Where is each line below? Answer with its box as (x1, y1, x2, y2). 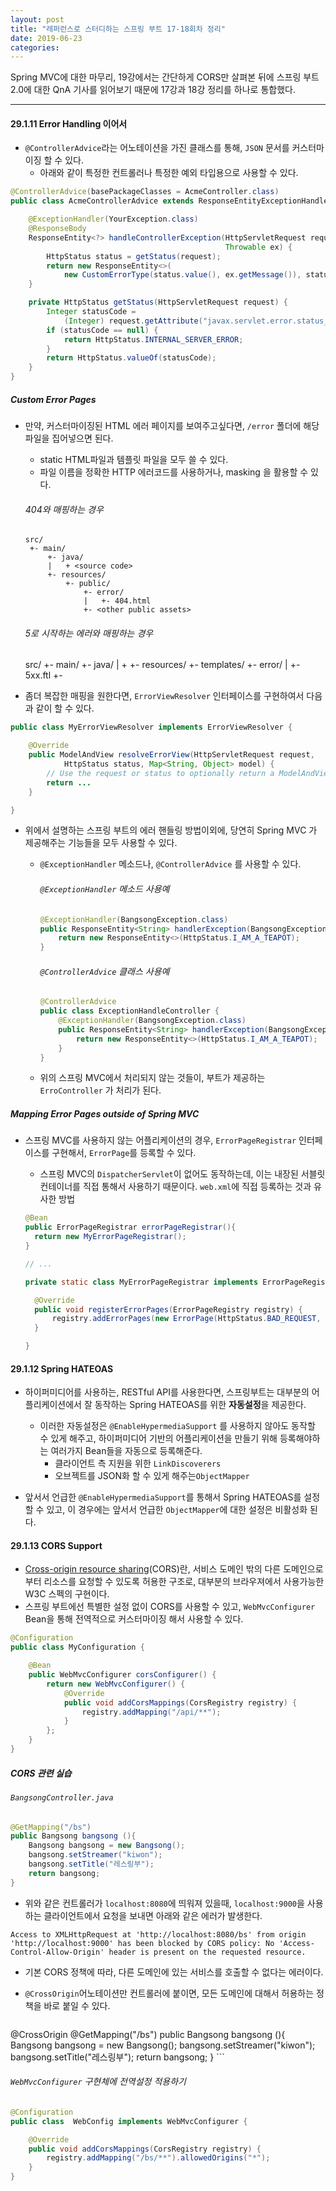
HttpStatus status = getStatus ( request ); (46, 251, 222, 261)
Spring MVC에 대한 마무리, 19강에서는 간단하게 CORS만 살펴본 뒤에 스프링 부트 (10, 71, 320, 83)
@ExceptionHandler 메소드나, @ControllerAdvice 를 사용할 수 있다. (39, 858, 302, 870)
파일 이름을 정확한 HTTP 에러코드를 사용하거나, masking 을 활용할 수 (39, 466, 309, 478)
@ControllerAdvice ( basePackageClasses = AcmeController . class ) (10, 187, 280, 197)
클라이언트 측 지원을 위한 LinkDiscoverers (54, 1457, 222, 1470)
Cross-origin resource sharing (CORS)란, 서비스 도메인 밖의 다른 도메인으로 (24, 1563, 324, 1575)
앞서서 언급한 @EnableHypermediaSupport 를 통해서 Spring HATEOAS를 (24, 1491, 302, 1503)
